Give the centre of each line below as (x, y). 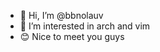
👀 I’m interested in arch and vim (85, 26)
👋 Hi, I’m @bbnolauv (61, 15)
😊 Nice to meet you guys (72, 36)
